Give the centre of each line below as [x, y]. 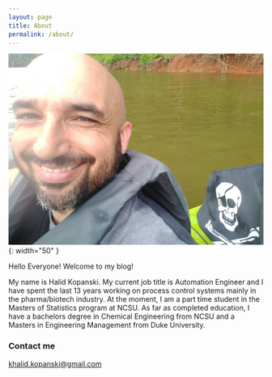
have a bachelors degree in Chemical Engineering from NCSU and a [121, 316]
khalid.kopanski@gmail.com [55, 363]
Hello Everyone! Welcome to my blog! [71, 266]
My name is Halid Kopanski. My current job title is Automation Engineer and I [136, 282]
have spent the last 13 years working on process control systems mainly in [132, 290]
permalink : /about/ [41, 34]
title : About [30, 25]
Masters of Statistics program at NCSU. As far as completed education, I [129, 308]
